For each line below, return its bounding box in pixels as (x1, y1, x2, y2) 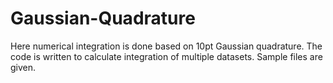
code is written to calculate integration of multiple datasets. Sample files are (10, 50, 323, 62)
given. (10, 61, 37, 73)
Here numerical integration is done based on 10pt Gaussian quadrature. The (10, 40, 323, 52)
